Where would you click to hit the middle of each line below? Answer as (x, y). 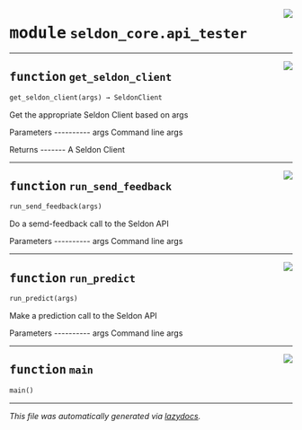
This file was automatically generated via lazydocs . (105, 416)
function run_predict (73, 278)
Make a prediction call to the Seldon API (83, 316)
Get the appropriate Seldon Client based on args (99, 114)
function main (52, 370)
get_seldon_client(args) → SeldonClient (86, 97)
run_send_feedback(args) (56, 206)
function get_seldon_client (91, 77)
